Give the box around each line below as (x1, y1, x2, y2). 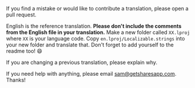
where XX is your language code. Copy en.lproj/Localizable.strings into (6, 35, 186, 42)
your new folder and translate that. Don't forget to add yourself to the (6, 41, 174, 48)
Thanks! (6, 76, 26, 83)
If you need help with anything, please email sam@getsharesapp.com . (6, 70, 177, 77)
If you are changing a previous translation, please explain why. (6, 59, 158, 66)
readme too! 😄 (6, 48, 42, 55)
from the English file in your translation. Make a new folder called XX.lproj (6, 29, 190, 36)
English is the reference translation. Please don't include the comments (6, 23, 181, 29)
